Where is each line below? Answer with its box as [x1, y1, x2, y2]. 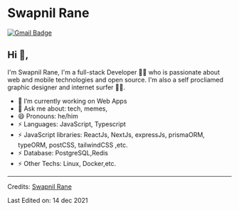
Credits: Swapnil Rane [7, 182, 73, 191]
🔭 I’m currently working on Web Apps [17, 96, 127, 105]
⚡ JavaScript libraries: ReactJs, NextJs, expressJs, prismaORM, [17, 130, 205, 139]
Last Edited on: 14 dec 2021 [7, 196, 88, 204]
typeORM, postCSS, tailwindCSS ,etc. [17, 140, 128, 149]
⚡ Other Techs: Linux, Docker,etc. [17, 159, 117, 167]
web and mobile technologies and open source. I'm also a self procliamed [7, 75, 224, 84]
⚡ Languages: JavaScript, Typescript [17, 119, 127, 128]
